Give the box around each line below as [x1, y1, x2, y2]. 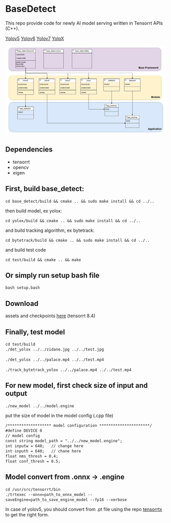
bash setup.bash [5, 285, 40, 291]
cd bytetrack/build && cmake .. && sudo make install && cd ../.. [5, 237, 150, 243]
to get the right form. [5, 511, 50, 517]
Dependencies [5, 145, 53, 154]
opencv [12, 164, 29, 170]
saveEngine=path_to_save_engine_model [5, 497, 88, 502]
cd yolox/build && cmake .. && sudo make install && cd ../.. [5, 218, 141, 223]
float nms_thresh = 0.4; [5, 453, 58, 459]
